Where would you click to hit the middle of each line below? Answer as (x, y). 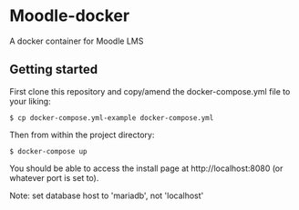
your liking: (31, 101)
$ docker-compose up (49, 151)
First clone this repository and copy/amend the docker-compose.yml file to (150, 91)
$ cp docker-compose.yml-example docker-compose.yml (112, 118)
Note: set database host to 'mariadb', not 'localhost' (107, 195)
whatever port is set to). (54, 177)
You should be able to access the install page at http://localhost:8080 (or (146, 168)
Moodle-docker (70, 16)
